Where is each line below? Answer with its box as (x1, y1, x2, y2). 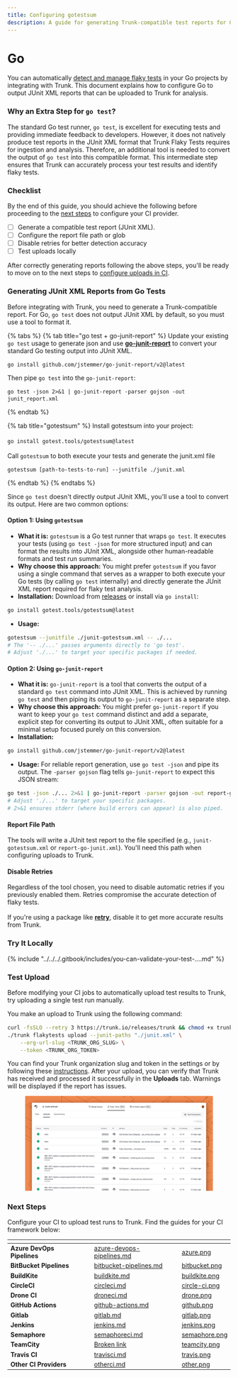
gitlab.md (93, 1310, 122, 1319)
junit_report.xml (7, 395, 59, 402)
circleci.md (93, 1281, 126, 1290)
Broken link (93, 1340, 127, 1349)
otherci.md (93, 1360, 126, 1368)
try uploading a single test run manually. (7, 996, 125, 1004)
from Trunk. (7, 920, 42, 929)
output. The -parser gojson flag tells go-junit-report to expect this (17, 768, 215, 776)
